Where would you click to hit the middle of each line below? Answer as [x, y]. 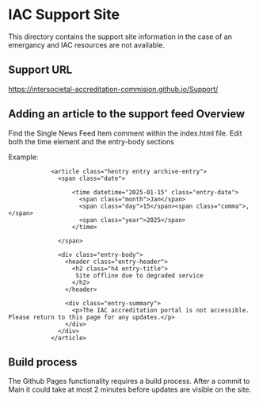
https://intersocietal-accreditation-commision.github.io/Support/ [113, 89]
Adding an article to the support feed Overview [127, 114]
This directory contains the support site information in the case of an [120, 36]
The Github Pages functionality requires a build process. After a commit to [129, 381]
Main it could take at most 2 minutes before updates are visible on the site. [130, 389]
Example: [23, 157]
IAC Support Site [64, 15]
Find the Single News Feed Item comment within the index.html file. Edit [126, 133]
